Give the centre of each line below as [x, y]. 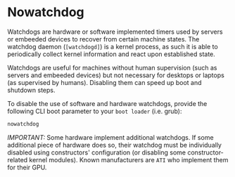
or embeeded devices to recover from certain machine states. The [103, 39]
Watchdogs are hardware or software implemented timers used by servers [115, 32]
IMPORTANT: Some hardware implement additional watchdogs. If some [110, 137]
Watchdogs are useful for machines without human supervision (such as [112, 67]
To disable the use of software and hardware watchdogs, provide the [107, 103]
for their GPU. [27, 167]
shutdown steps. [31, 90]
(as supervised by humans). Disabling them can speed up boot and [104, 82]
